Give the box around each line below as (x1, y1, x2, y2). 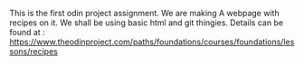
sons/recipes (9, 46, 59, 57)
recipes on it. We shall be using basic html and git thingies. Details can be (9, 17, 283, 28)
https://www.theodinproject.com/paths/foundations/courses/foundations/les (9, 36, 295, 47)
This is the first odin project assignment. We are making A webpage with (9, 8, 280, 18)
